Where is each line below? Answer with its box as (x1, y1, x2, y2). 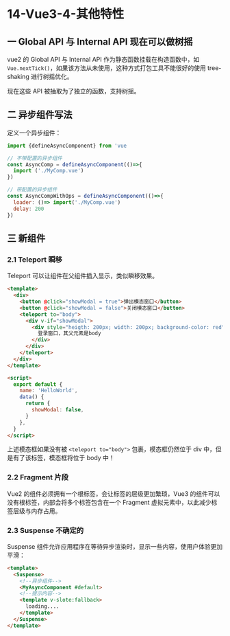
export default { (13, 381, 63, 388)
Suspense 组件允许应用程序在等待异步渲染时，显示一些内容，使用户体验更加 (7, 542, 223, 550)
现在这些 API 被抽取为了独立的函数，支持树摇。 (7, 87, 140, 95)
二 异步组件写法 (7, 109, 73, 121)
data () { (19, 394, 44, 400)
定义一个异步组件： (7, 128, 62, 137)
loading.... (25, 603, 60, 610)
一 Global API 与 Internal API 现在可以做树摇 (7, 36, 193, 47)
